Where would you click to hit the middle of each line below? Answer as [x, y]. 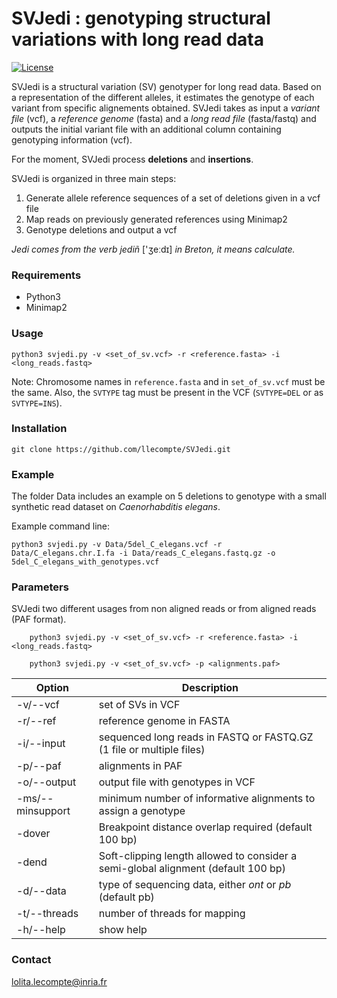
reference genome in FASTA [164, 721]
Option [52, 688]
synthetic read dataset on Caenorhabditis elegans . [116, 507]
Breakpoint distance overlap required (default [205, 827]
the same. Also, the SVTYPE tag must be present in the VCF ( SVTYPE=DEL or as [167, 392]
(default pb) [126, 897]
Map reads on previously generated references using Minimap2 [156, 219]
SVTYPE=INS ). [37, 403]
